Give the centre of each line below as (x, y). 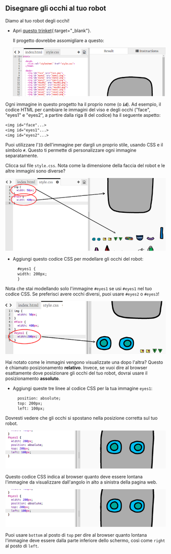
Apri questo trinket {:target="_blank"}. (52, 31)
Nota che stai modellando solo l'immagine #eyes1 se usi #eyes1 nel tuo (79, 288)
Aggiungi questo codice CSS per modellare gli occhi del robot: (78, 259)
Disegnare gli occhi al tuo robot (56, 8)
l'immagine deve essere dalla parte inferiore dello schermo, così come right (85, 541)
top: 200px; (30, 403)
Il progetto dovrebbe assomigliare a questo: (58, 40)
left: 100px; (31, 408)
